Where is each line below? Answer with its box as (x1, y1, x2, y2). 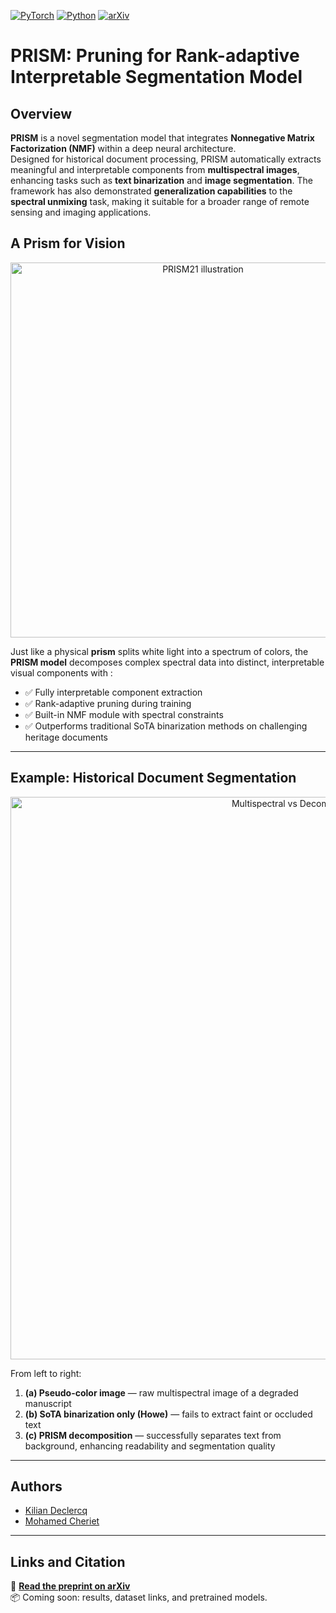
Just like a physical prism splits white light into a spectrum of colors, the (10, 645, 309, 657)
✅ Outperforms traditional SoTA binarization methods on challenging (24, 720, 308, 732)
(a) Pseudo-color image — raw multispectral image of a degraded (24, 1386, 299, 1399)
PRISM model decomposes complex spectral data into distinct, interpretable (10, 656, 325, 668)
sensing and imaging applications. (10, 206, 152, 218)
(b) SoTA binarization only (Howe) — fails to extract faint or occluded (24, 1408, 313, 1420)
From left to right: (10, 1367, 82, 1379)
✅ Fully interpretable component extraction (24, 686, 203, 698)
